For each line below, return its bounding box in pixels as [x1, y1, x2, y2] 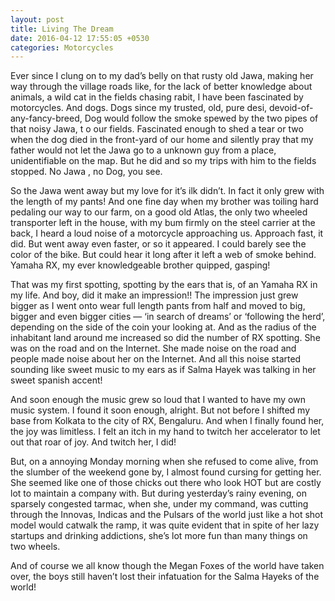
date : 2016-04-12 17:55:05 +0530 [10, 33, 150, 43]
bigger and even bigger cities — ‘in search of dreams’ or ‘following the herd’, [10, 311, 326, 323]
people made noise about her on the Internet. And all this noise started [10, 353, 302, 365]
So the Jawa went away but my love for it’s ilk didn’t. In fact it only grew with [10, 185, 325, 197]
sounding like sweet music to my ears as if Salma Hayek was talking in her [10, 364, 317, 376]
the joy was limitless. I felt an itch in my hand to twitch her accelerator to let [10, 426, 321, 438]
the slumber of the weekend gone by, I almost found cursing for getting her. [10, 466, 322, 478]
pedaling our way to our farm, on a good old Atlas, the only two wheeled [10, 206, 308, 218]
